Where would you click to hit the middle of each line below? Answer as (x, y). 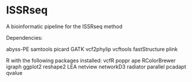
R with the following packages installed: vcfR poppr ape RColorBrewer (91, 60)
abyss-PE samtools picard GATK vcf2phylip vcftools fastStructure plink (92, 49)
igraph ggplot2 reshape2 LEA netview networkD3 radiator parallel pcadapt (96, 66)
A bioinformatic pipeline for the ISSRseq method (64, 26)
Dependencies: (24, 37)
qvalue (14, 73)
